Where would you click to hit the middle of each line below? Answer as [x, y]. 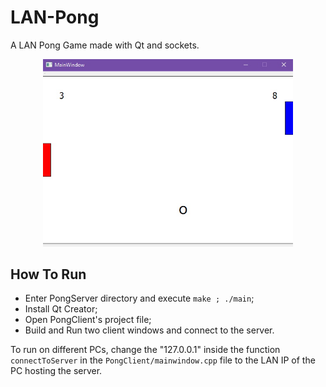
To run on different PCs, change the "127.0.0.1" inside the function [145, 350]
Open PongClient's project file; [88, 320]
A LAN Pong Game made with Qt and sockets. [105, 45]
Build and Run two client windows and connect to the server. [149, 330]
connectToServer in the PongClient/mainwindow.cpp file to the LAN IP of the [163, 360]
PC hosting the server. [56, 371]
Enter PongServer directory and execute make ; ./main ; [139, 298]
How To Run [48, 274]
